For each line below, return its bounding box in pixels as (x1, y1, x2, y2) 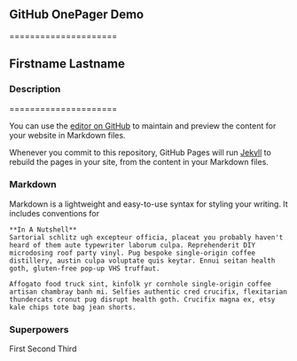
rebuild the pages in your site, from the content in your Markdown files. (9, 156, 269, 167)
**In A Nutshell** (9, 225, 77, 234)
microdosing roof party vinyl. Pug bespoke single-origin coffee (9, 248, 255, 257)
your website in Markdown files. (9, 129, 126, 140)
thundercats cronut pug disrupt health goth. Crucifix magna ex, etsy (9, 294, 276, 304)
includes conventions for (9, 208, 100, 218)
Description (9, 83, 61, 96)
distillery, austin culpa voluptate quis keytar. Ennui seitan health (9, 256, 276, 265)
